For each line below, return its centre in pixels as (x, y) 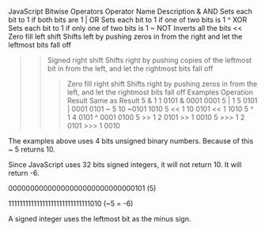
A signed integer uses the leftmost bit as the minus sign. (100, 219)
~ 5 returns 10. (32, 149)
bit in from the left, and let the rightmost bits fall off (130, 69)
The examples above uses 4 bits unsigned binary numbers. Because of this (131, 141)
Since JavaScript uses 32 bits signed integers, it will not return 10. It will (125, 164)
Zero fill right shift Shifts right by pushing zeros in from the (162, 84)
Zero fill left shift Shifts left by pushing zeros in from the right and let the (125, 36)
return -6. (24, 173)
